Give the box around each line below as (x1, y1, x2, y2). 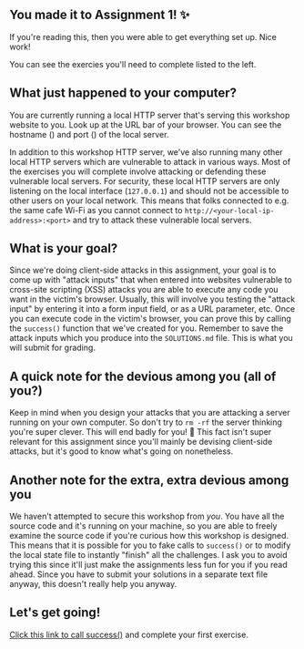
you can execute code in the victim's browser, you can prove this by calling (9, 314, 291, 324)
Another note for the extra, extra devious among (9, 472, 289, 488)
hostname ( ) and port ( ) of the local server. (9, 129, 169, 139)
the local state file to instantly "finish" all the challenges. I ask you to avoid (9, 550, 289, 561)
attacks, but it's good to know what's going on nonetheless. (9, 446, 234, 457)
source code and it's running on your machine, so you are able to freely (9, 520, 278, 531)
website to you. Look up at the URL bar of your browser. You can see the (9, 118, 282, 130)
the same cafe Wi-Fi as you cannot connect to (9, 204, 183, 215)
